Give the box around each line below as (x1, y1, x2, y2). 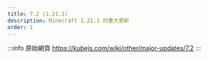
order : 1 (7, 23, 33, 31)
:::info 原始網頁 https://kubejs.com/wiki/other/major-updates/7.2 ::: (7, 44, 201, 53)
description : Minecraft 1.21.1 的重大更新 (7, 17, 130, 24)
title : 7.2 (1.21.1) (7, 10, 69, 18)
